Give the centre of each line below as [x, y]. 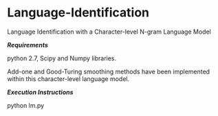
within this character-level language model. [68, 79]
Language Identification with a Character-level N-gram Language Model [109, 32]
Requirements [28, 45]
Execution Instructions [40, 92]
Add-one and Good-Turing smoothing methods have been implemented [109, 71]
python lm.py [26, 105]
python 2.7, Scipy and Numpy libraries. [62, 58]
